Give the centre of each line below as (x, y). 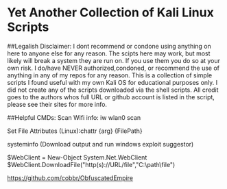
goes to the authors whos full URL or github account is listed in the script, (111, 97)
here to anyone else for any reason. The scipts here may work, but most (109, 53)
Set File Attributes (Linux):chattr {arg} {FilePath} (75, 131)
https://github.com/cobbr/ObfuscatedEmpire (70, 178)
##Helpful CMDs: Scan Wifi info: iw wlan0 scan (74, 117)
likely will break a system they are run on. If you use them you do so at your (114, 60)
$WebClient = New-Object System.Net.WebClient (77, 157)
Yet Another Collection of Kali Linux (110, 13)
